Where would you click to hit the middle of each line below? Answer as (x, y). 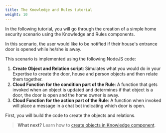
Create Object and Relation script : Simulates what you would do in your (86, 68)
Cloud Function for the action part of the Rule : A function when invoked (87, 100)
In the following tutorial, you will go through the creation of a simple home (81, 28)
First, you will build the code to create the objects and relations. (70, 115)
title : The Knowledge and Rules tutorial (49, 10)
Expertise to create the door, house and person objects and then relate (85, 73)
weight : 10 (16, 14)
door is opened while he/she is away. (43, 49)
